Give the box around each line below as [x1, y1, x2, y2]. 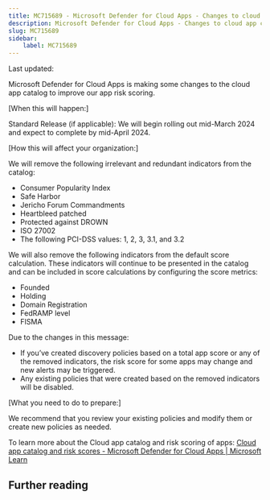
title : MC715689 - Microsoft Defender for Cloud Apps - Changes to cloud [8, 11, 261, 20]
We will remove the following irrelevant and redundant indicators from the [8, 159, 252, 169]
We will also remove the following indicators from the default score [8, 250, 230, 260]
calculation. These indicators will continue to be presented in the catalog [8, 258, 249, 268]
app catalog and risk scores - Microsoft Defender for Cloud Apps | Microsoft [8, 446, 262, 456]
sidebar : [8, 34, 38, 43]
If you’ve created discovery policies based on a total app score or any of [19, 348, 260, 358]
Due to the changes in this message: [8, 333, 129, 342]
